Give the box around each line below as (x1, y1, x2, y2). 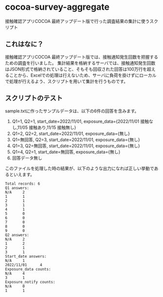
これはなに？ (5, 40, 44, 48)
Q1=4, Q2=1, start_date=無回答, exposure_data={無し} (12, 148, 121, 155)
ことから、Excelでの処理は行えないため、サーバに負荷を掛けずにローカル (9, 72, 157, 78)
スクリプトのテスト (5, 94, 63, 103)
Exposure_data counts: (5, 267, 51, 272)
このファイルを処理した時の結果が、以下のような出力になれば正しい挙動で (5, 165, 154, 171)
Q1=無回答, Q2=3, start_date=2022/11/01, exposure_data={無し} (12, 136, 140, 143)
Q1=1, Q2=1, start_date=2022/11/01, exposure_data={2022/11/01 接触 (12, 118, 149, 124)
